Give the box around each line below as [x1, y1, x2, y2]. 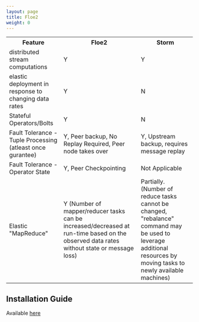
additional [140, 244, 169, 252]
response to [9, 87, 43, 95]
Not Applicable [140, 164, 182, 172]
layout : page [6, 8, 38, 15]
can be [63, 214, 83, 223]
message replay [140, 147, 185, 156]
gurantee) [9, 151, 37, 159]
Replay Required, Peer [63, 140, 126, 148]
